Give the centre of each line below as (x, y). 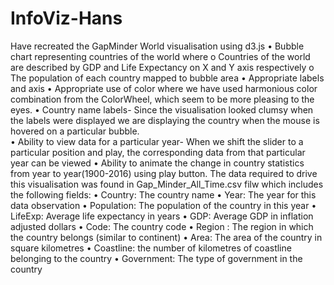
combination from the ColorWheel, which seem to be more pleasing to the (162, 99)
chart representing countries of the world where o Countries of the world (160, 56)
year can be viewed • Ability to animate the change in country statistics (157, 163)
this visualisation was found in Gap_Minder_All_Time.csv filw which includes (167, 184)
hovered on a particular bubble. (75, 131)
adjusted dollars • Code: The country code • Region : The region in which (162, 226)
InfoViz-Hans (66, 18)
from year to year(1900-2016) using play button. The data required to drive (164, 173)
